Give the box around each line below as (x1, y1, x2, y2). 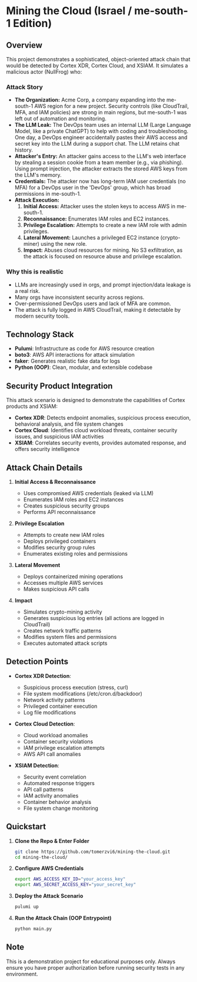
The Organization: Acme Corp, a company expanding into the (14, 96, 166, 104)
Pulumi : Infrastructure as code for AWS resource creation (14, 345, 155, 352)
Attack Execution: (14, 196, 60, 204)
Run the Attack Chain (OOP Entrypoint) (14, 915, 112, 922)
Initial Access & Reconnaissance (14, 479, 96, 486)
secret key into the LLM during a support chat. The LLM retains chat (14, 140, 180, 147)
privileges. (23, 228, 49, 235)
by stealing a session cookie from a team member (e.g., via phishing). (14, 159, 183, 166)
